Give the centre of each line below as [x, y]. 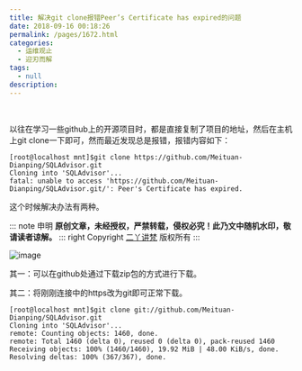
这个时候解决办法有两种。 [57, 206]
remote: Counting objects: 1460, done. [84, 333]
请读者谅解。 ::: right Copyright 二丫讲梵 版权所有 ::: [105, 237]
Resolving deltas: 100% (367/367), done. [88, 357]
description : [34, 85]
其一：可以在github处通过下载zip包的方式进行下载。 [106, 273]
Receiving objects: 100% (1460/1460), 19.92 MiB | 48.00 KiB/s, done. [144, 349]
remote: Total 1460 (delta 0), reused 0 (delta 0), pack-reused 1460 [142, 341]
